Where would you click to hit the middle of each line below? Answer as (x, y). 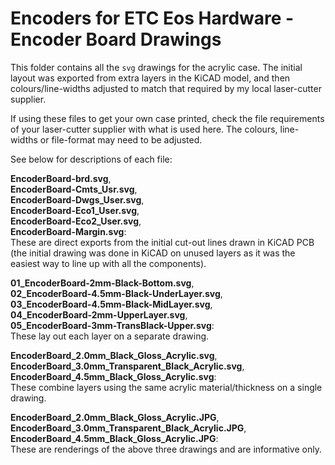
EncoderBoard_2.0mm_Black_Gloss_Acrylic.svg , (114, 355)
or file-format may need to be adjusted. (121, 139)
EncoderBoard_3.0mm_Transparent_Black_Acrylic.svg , (127, 366)
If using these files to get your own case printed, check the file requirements (167, 118)
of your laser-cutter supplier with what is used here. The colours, (144, 129)
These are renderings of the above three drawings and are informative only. (166, 449)
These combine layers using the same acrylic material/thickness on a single (166, 387)
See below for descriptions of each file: (91, 159)
